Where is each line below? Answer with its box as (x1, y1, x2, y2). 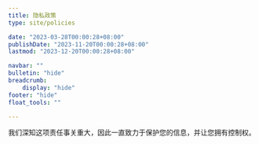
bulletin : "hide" (8, 69, 65, 77)
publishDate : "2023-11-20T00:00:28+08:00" (8, 40, 149, 48)
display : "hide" (22, 83, 76, 91)
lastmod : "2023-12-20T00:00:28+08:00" (8, 48, 135, 56)
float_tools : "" (8, 98, 61, 106)
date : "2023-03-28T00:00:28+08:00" (8, 33, 125, 41)
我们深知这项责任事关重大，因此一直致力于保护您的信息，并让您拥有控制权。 (8, 127, 256, 138)
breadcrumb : (8, 76, 47, 84)
